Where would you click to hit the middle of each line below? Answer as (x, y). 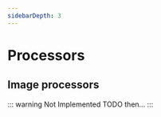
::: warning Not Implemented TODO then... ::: (80, 104)
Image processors (53, 85)
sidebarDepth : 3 (34, 16)
